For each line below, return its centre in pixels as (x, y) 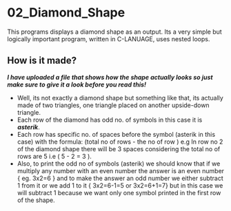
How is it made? (42, 61)
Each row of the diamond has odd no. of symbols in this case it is (110, 120)
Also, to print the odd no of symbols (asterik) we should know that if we (119, 164)
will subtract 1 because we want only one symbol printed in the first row (119, 192)
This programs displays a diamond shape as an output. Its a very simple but (114, 32)
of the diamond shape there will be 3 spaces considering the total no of (119, 148)
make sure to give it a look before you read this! (77, 85)
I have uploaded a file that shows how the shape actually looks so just (110, 77)
